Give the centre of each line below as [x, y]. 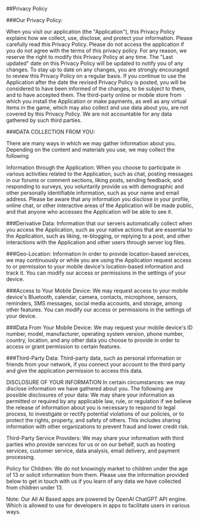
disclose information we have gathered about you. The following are [90, 389]
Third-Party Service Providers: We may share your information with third [95, 438]
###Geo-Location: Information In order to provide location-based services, [98, 254]
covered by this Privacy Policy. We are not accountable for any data [89, 114]
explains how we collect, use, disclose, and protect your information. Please [99, 38]
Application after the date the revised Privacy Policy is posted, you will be [96, 82]
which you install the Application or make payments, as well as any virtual [96, 101]
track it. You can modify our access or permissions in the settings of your [96, 273]
